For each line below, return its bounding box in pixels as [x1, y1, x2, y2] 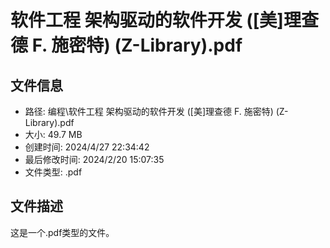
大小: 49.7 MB [24, 129, 83, 140]
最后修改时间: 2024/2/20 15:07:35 [24, 154, 165, 165]
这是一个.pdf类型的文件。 [10, 226, 115, 238]
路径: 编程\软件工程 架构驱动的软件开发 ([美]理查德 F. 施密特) [24, 106, 274, 117]
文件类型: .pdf [24, 166, 83, 178]
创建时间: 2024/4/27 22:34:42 [24, 141, 150, 153]
